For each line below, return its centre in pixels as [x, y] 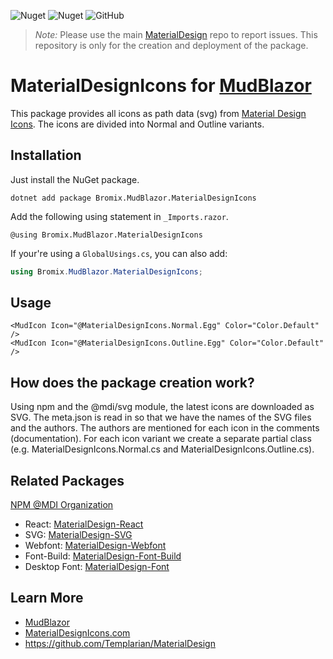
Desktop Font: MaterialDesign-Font [97, 567]
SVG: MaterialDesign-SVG [78, 535]
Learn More [47, 598]
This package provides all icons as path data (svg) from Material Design [158, 113]
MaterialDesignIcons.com [77, 632]
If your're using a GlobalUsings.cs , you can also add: [119, 253]
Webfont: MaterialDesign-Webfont [95, 546]
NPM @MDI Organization [62, 505]
